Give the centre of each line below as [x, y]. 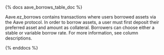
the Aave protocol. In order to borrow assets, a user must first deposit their [82, 22]
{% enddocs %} [22, 48]
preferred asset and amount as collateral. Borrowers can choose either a [80, 27]
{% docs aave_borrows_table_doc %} [44, 7]
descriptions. [19, 38]
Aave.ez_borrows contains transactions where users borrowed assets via [81, 17]
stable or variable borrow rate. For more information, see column [72, 33]
